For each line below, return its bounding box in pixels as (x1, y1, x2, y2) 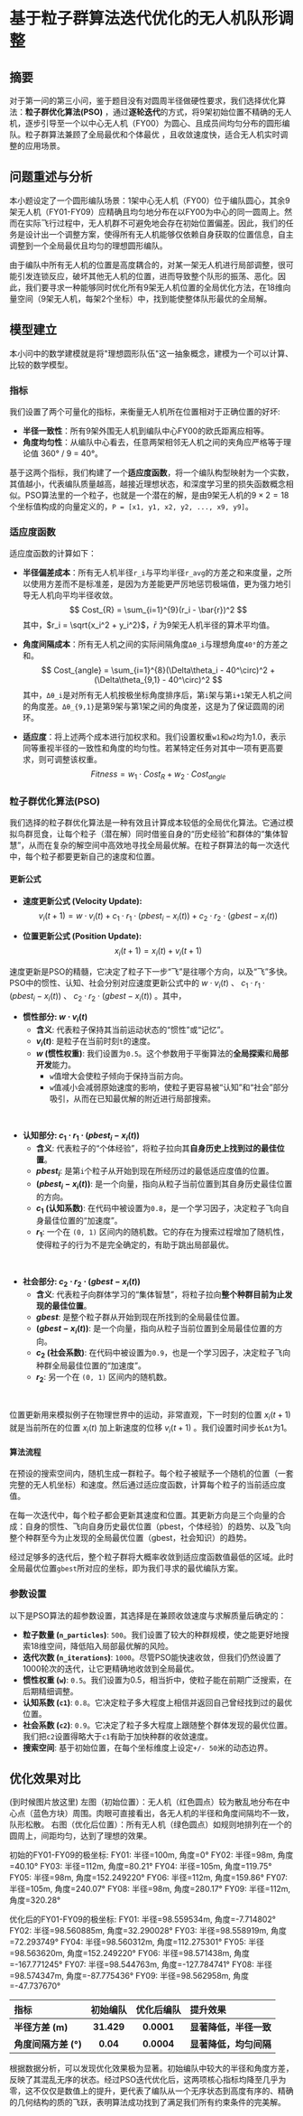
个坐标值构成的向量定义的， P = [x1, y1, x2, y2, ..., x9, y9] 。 (9, 500, 254, 511)
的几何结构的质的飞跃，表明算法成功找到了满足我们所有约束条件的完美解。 (9, 2097, 286, 2108)
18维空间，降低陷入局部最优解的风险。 (30, 1640, 174, 1651)
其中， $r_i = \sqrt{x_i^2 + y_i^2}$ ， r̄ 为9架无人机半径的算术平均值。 (22, 620, 275, 630)
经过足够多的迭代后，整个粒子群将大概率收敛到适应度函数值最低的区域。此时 (9, 1552, 294, 1562)
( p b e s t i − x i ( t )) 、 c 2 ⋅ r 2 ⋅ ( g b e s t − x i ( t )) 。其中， (9, 990, 187, 1003)
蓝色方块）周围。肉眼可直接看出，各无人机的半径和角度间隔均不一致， (32, 1808, 294, 1819)
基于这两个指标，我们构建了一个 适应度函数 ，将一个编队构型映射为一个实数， (9, 467, 294, 478)
